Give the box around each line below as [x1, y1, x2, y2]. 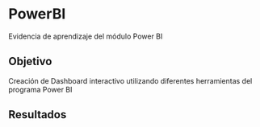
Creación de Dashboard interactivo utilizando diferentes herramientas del [8, 76, 253, 85]
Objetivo [8, 55, 52, 68]
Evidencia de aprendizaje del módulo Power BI [8, 31, 163, 41]
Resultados [8, 108, 67, 121]
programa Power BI [8, 84, 73, 94]
